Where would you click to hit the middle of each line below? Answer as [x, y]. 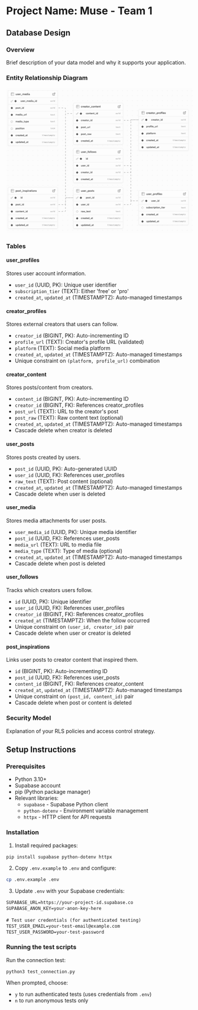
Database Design [38, 33]
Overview [20, 50]
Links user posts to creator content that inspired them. [72, 660]
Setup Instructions [41, 749]
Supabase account [38, 786]
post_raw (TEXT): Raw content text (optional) [69, 418]
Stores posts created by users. [43, 457]
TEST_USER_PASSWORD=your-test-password [55, 932]
